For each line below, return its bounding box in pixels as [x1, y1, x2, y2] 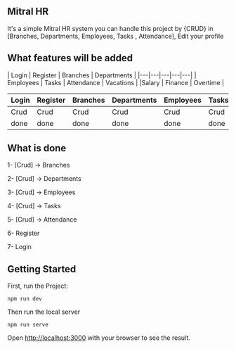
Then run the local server [7, 307, 81, 316]
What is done [7, 142, 67, 154]
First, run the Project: [7, 281, 69, 291]
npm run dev [7, 296, 42, 303]
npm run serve [7, 322, 49, 329]
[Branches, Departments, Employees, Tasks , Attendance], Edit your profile [7, 32, 224, 40]
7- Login [7, 243, 32, 251]
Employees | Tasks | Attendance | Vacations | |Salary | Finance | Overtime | [7, 78, 225, 87]
